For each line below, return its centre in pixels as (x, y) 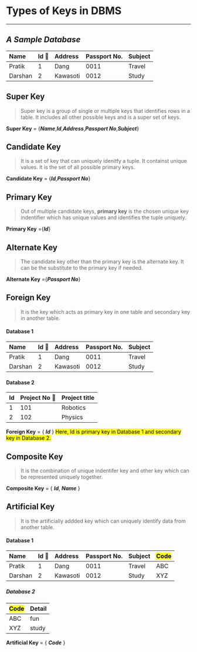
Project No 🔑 (38, 398)
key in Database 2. (28, 438)
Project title (78, 398)
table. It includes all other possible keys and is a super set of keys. (101, 117)
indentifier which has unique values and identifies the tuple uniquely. (103, 218)
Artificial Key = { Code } (36, 643)
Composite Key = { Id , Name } (43, 489)
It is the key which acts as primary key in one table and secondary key (105, 312)
